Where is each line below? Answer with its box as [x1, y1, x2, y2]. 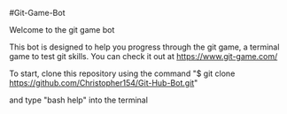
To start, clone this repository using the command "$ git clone [9, 68, 236, 79]
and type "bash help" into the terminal [9, 95, 149, 105]
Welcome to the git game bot [9, 25, 115, 34]
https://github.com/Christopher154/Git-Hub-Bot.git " [9, 78, 198, 87]
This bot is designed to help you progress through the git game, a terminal [9, 42, 280, 52]
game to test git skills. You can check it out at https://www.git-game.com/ [9, 51, 278, 61]
